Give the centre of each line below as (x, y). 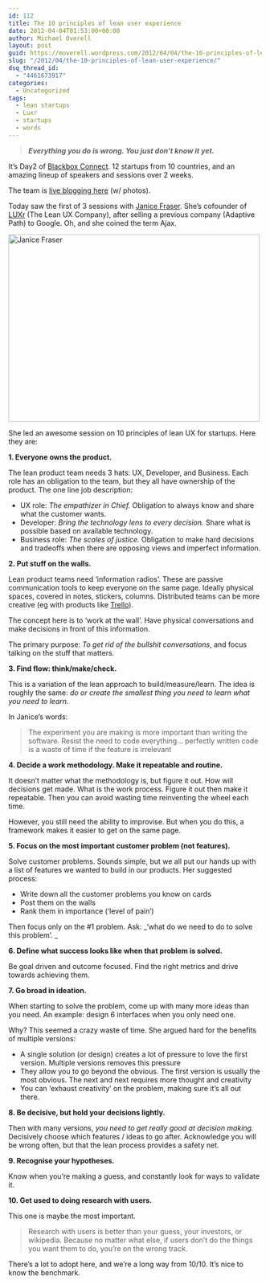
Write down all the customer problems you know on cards (115, 893)
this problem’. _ (33, 935)
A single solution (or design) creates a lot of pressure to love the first (133, 1054)
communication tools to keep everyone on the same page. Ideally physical (131, 587)
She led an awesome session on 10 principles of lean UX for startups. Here (132, 433)
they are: (23, 441)
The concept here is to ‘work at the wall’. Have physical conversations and (131, 620)
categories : (28, 83)
